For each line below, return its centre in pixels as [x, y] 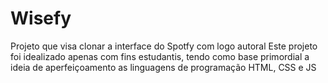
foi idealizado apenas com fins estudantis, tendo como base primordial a [160, 56]
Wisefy [41, 18]
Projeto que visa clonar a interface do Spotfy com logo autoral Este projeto [164, 46]
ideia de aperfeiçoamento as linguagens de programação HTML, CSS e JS [163, 67]
